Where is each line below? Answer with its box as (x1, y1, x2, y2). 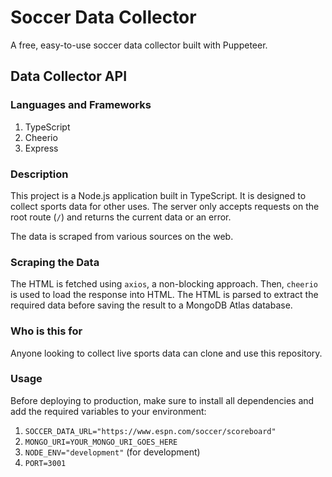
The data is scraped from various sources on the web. (10, 230, 234, 242)
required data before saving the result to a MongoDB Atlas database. (10, 299, 293, 311)
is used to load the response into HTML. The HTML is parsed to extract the (10, 289, 319, 301)
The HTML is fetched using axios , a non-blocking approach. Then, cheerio (10, 278, 318, 290)
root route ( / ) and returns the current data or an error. (10, 211, 232, 223)
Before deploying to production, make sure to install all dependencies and (10, 394, 315, 406)
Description (10, 167, 69, 181)
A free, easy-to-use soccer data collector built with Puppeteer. (10, 39, 268, 51)
